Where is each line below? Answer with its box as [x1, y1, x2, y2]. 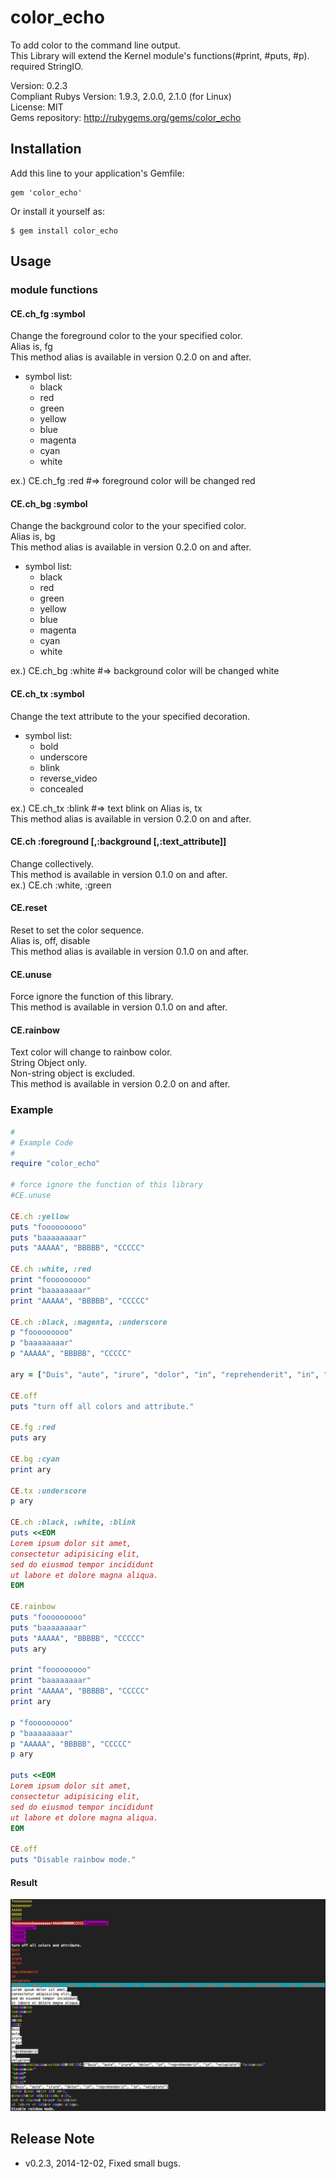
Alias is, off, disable [10, 935, 91, 947]
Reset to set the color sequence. [10, 924, 145, 936]
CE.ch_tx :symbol [10, 688, 85, 700]
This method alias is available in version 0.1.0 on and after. [10, 946, 250, 958]
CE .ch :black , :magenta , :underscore [10, 1317, 168, 1327]
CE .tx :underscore [10, 1486, 87, 1496]
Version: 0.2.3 [10, 79, 68, 91]
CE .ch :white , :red [10, 1264, 92, 1275]
